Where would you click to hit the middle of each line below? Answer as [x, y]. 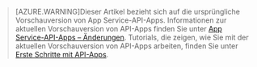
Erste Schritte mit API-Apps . [62, 54]
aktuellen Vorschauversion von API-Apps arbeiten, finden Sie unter [127, 46]
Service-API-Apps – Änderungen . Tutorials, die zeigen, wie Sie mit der [132, 37]
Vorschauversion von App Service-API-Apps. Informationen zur [121, 20]
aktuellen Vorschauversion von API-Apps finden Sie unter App [119, 29]
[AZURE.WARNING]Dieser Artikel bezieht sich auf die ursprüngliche [127, 12]
